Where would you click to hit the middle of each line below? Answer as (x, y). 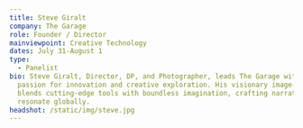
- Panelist (38, 69)
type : (19, 59)
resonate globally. (54, 101)
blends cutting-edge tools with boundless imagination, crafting (143, 93)
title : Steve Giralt (48, 18)
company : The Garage (48, 26)
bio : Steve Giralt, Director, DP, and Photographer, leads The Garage (145, 77)
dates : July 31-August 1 (56, 51)
